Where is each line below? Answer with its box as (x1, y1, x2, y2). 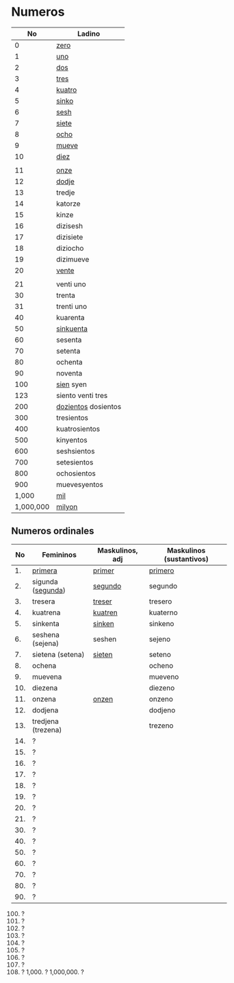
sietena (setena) (32, 649, 85, 659)
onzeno (148, 694, 174, 704)
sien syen (56, 379, 88, 389)
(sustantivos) (164, 554, 209, 564)
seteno (148, 649, 172, 659)
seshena (32, 630, 60, 639)
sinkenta (32, 619, 60, 628)
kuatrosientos (56, 424, 101, 434)
